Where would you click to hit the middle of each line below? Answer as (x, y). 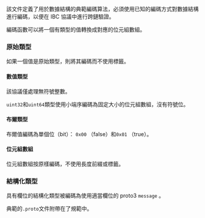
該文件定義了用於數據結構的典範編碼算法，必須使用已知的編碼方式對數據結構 (103, 9)
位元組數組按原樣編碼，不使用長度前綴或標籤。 (65, 164)
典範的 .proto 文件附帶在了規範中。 (49, 209)
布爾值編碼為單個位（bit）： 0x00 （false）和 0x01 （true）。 (79, 134)
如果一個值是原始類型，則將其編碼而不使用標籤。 (68, 61)
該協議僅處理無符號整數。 (38, 91)
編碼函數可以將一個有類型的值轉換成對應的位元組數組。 (76, 30)
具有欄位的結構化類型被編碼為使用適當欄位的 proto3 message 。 (85, 196)
